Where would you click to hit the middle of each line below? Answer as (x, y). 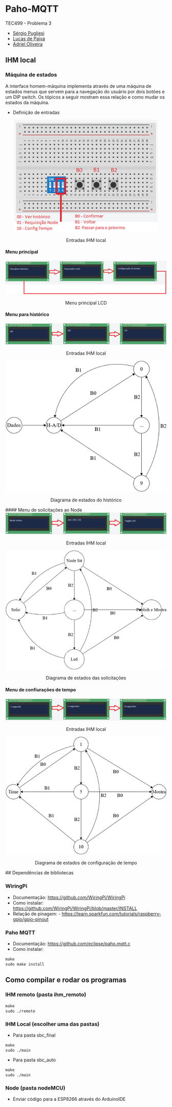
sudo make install (25, 964)
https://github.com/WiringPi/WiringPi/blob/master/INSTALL (75, 908)
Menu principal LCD (86, 303)
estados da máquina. (27, 102)
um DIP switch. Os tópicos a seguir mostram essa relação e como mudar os (85, 97)
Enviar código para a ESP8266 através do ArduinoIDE (69, 1099)
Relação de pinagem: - (37, 914)
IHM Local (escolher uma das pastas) (52, 1024)
